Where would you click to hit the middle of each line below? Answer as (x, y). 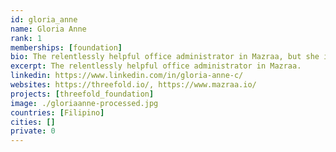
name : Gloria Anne (48, 29)
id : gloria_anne (44, 19)
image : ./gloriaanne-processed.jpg (84, 103)
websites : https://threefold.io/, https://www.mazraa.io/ (133, 85)
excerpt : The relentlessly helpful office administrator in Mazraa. (156, 66)
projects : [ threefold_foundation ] (82, 94)
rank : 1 (26, 38)
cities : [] (33, 122)
